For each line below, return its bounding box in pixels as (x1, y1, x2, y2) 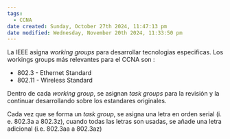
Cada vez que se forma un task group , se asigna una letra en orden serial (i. (7, 110, 222, 118)
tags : (7, 10, 23, 17)
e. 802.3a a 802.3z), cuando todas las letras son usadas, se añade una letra (7, 118, 222, 126)
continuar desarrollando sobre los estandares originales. (7, 97, 167, 105)
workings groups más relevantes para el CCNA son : (7, 56, 156, 64)
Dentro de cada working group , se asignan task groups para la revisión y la (7, 89, 220, 98)
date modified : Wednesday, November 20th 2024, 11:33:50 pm (7, 29, 183, 36)
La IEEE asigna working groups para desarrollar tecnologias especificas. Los (7, 48, 224, 56)
